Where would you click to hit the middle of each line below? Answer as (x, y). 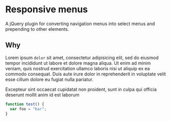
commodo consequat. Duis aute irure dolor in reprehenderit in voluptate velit (86, 74)
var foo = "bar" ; (28, 109)
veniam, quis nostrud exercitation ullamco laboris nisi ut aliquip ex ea (78, 68)
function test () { (25, 104)
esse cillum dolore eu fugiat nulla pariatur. (49, 79)
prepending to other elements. (37, 29)
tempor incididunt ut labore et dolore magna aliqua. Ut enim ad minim (78, 63)
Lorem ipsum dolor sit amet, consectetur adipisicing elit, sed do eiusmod (82, 57)
